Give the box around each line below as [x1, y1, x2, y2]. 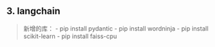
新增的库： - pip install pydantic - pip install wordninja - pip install [23, 24, 209, 33]
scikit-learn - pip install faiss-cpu [23, 32, 117, 40]
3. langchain [6, 5, 61, 17]
